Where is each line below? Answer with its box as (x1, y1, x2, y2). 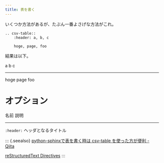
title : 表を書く (5, 7, 35, 12)
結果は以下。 (5, 53, 31, 59)
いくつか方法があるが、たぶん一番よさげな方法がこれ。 (5, 21, 116, 27)
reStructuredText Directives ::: (5, 152, 66, 159)
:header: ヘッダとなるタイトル (5, 127, 67, 133)
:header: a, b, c (14, 35, 49, 40)
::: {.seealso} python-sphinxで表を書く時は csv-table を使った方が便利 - (5, 138, 150, 143)
